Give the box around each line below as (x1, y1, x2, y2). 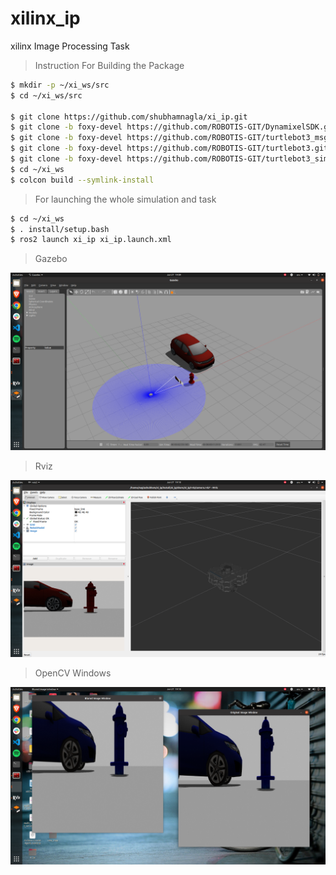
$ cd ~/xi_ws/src (10, 90, 83, 101)
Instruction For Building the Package (34, 59, 185, 71)
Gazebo (34, 253, 68, 265)
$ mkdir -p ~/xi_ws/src (10, 80, 110, 90)
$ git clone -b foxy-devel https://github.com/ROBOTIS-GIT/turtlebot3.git (10, 143, 329, 154)
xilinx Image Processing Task (10, 40, 130, 52)
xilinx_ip (10, 7, 81, 30)
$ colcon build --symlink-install (10, 175, 155, 185)
